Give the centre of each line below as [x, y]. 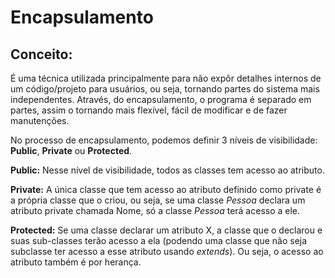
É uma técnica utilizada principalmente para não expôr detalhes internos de [166, 78]
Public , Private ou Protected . [71, 150]
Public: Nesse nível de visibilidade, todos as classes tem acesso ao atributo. [167, 170]
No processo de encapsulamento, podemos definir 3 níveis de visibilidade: [164, 140]
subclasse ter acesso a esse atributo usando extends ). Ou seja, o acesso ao [167, 251]
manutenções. [40, 120]
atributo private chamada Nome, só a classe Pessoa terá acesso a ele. [155, 210]
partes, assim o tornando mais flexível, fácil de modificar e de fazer [149, 110]
